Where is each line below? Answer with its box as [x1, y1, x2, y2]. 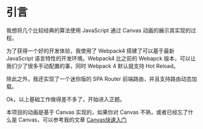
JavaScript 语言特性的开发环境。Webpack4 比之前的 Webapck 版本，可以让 [6, 55, 196, 62]
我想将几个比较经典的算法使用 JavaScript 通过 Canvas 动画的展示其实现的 [6, 27, 191, 34]
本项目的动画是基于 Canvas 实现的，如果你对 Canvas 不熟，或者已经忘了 [6, 108, 188, 116]
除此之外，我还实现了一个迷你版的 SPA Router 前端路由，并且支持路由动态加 [6, 75, 198, 82]
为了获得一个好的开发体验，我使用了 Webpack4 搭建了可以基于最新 [6, 47, 175, 55]
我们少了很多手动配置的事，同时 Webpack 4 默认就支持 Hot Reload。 [6, 62, 179, 70]
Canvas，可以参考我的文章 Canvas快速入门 [18, 116, 127, 123]
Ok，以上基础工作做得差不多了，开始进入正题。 [6, 95, 126, 103]
